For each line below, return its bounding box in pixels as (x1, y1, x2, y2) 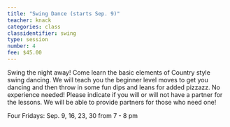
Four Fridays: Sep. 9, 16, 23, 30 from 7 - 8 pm (7, 111, 138, 119)
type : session (7, 36, 49, 43)
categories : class (7, 23, 61, 30)
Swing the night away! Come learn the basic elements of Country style (7, 68, 211, 77)
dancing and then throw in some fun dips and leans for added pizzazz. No (7, 83, 220, 91)
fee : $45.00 (7, 50, 42, 57)
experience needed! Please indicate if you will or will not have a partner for (7, 90, 223, 98)
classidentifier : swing (7, 29, 77, 37)
